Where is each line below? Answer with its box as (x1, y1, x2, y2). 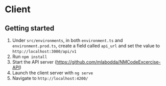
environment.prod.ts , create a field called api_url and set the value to (12, 43, 160, 49)
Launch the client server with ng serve (12, 70, 93, 76)
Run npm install (12, 53, 48, 60)
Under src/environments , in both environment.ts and (12, 37, 123, 43)
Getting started (5, 24, 55, 33)
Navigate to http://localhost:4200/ (12, 75, 88, 81)
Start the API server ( (12, 59, 57, 65)
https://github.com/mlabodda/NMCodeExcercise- (56, 59, 161, 65)
